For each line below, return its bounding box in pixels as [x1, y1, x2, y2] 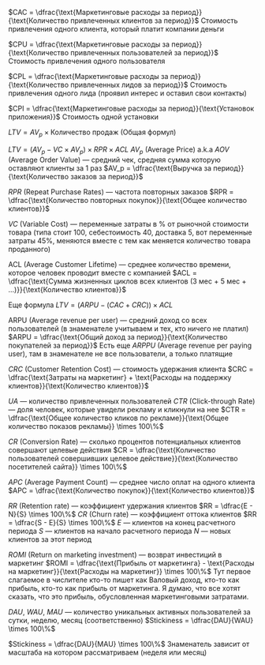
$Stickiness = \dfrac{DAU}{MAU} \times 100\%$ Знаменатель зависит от [8, 639, 250, 648]
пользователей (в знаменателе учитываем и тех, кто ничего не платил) [8, 324, 249, 333]
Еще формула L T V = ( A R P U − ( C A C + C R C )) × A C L [8, 300, 174, 310]
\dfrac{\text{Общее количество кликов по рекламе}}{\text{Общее [8, 413, 229, 423]
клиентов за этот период [8, 534, 92, 544]
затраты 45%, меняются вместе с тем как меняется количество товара [8, 235, 251, 245]
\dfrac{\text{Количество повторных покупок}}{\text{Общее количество [8, 195, 247, 205]
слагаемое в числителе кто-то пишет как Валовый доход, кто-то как [8, 575, 240, 584]
